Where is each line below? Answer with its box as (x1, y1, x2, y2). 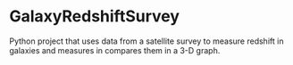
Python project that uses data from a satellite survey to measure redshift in (9, 36, 284, 46)
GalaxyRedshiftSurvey (9, 6, 180, 27)
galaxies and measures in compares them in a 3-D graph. (9, 45, 221, 55)
